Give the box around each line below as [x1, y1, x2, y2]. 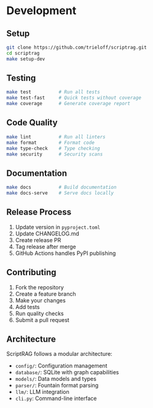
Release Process [6, 207, 72, 218]
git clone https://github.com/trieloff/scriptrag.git [6, 44, 147, 50]
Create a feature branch [15, 290, 76, 297]
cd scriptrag [6, 50, 40, 56]
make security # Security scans [6, 151, 103, 157]
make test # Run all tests [6, 89, 100, 95]
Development [6, 4, 77, 18]
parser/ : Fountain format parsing [15, 382, 99, 389]
